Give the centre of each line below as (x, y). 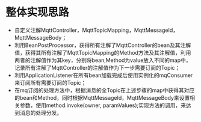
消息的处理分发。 (41, 112)
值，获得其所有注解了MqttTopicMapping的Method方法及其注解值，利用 (103, 52)
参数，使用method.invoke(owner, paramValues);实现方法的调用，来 (103, 105)
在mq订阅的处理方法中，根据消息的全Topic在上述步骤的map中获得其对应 (104, 90)
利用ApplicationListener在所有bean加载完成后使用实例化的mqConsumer (104, 75)
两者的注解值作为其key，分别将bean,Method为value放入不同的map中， (103, 60)
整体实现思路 (38, 12)
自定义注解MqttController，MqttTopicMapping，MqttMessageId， (96, 30)
